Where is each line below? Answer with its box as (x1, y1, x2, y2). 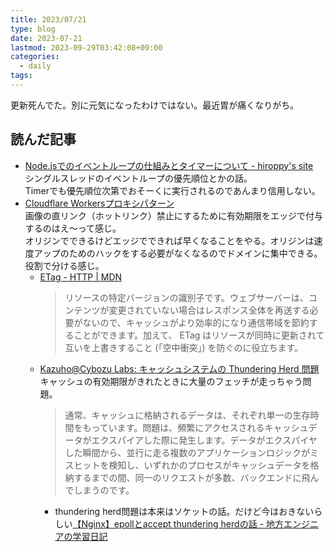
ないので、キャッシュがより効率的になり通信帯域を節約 (82, 316, 310, 328)
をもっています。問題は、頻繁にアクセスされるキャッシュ (73, 421, 309, 433)
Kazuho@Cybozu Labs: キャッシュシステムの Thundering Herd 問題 (39, 362, 320, 375)
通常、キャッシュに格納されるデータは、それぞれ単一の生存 (64, 409, 311, 421)
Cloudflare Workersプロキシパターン (24, 197, 175, 209)
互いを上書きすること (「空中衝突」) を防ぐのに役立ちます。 (64, 341, 304, 353)
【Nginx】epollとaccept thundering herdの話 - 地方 (72, 517, 284, 530)
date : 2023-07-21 (10, 33, 83, 43)
